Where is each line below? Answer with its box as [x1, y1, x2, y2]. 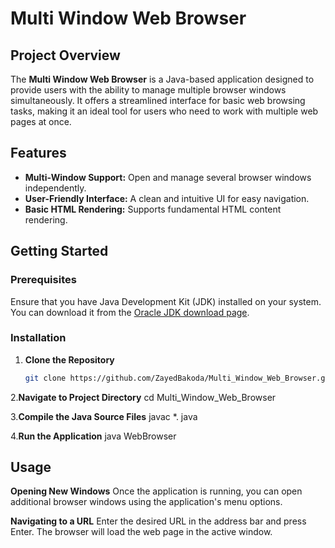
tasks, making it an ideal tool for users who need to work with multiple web [10, 105, 319, 117]
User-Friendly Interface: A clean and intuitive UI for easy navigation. [24, 192, 310, 204]
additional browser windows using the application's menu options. [10, 496, 283, 508]
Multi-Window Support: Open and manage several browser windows [24, 171, 312, 183]
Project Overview [10, 47, 121, 64]
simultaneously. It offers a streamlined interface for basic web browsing [10, 95, 306, 106]
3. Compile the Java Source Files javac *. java [10, 410, 198, 422]
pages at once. [10, 116, 72, 127]
